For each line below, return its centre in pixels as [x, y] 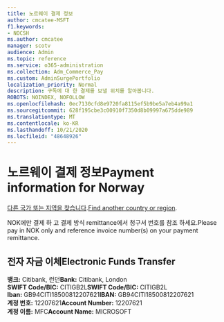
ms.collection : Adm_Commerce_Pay [55, 71]
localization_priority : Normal [52, 85]
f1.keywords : [26, 26]
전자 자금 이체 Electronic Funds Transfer [91, 261]
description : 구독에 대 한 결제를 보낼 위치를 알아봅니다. [81, 91]
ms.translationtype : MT [41, 117]
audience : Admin [30, 53]
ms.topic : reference [37, 59]
